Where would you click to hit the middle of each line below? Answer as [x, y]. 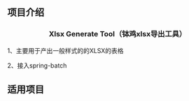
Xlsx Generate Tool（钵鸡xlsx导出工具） [118, 34]
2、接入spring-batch [37, 65]
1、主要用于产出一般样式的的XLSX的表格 [65, 50]
